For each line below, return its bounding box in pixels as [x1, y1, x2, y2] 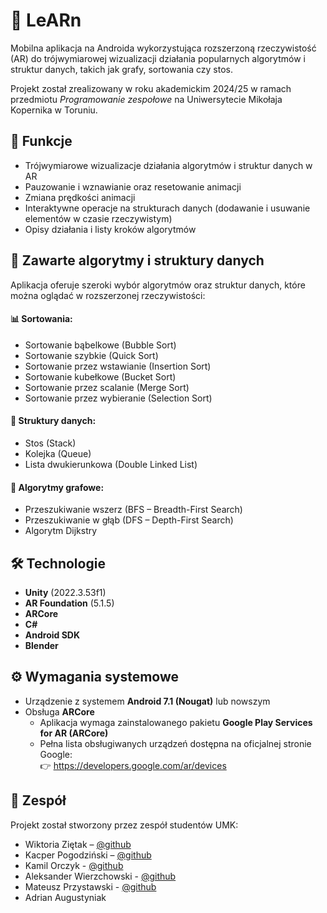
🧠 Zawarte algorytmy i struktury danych [10, 252, 265, 269]
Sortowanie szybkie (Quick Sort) [24, 349, 159, 361]
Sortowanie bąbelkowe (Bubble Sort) [24, 339, 177, 351]
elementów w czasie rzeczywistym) [24, 212, 173, 224]
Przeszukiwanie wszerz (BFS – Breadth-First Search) [24, 504, 243, 516]
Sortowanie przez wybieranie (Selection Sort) [24, 392, 213, 404]
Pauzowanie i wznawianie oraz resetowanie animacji [24, 180, 242, 193]
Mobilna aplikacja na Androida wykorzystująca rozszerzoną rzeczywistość [10, 42, 317, 54]
